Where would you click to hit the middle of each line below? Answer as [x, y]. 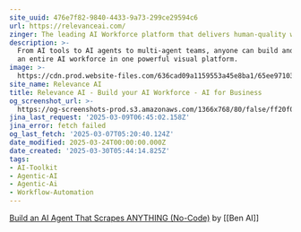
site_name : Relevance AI [56, 84]
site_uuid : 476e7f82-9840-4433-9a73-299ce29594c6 [104, 17]
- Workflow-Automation [52, 193]
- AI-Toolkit [34, 168]
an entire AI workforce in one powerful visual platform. [128, 59]
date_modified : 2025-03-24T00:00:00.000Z [88, 142]
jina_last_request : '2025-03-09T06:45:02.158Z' [100, 117]
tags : [19, 159]
